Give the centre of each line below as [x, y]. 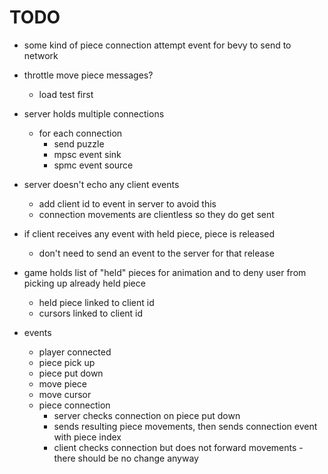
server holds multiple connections [94, 113]
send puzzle [79, 143]
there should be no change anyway [126, 458]
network [41, 55]
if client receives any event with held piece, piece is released [149, 233]
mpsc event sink [87, 154]
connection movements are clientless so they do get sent [156, 214]
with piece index [87, 437]
